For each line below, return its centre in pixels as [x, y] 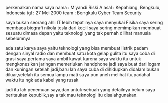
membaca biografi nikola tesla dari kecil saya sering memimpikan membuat [83, 28]
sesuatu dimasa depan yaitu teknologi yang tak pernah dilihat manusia [78, 33]
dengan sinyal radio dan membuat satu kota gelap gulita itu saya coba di [80, 53]
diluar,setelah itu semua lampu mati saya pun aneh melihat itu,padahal [78, 75]
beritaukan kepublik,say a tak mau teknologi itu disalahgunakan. [72, 95]
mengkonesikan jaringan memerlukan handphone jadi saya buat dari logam [83, 64]
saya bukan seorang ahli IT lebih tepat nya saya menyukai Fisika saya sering [84, 22]
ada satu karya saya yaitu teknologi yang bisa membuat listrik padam [77, 48]
